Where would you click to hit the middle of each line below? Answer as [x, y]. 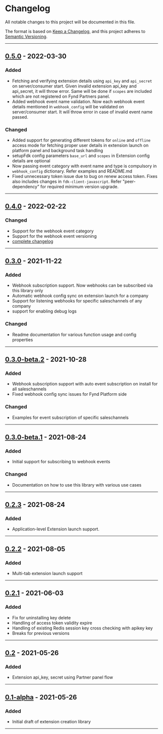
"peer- [129, 181]
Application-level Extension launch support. [56, 529]
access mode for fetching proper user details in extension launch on [80, 145]
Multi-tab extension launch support [47, 573]
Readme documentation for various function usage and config [74, 334]
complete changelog [33, 241]
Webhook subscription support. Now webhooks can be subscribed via [82, 285]
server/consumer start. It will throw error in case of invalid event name [82, 112]
